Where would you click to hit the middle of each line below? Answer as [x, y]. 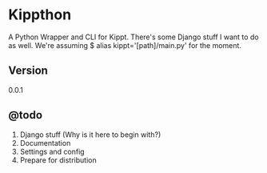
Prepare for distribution [58, 160]
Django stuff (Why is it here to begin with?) [90, 135]
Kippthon [40, 15]
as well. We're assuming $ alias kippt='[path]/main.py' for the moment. [125, 45]
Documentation [45, 143]
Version [28, 71]
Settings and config [52, 151]
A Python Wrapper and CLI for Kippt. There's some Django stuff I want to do [133, 37]
